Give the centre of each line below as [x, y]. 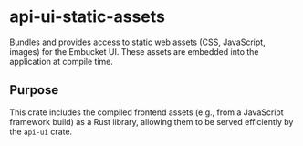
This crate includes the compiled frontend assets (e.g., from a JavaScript [147, 112]
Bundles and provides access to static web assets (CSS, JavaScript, [138, 42]
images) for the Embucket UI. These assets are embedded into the [134, 51]
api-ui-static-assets [88, 17]
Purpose [34, 90]
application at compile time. [62, 61]
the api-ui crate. [41, 131]
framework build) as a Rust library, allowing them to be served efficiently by [151, 121]
